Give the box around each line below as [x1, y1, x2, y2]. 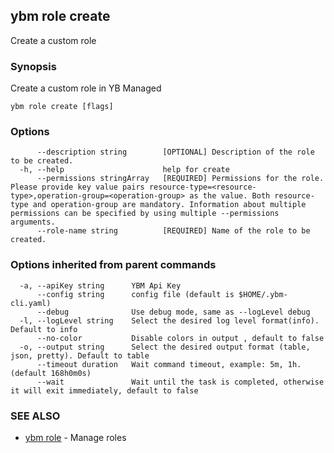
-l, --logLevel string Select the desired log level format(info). [19, 315, 320, 326]
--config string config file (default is [36, 289, 235, 299]
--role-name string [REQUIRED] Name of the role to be [36, 226, 311, 236]
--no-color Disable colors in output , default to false [36, 333, 325, 343]
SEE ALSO [10, 409, 61, 423]
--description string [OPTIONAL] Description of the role [36, 147, 315, 158]
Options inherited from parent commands [10, 258, 217, 272]
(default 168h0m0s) [10, 368, 92, 378]
